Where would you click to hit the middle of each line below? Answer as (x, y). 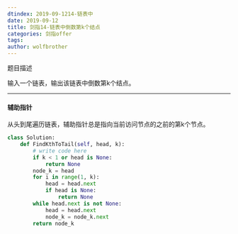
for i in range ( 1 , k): (66, 177)
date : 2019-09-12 (33, 21)
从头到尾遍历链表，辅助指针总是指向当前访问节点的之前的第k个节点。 (108, 124)
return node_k (53, 223)
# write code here (60, 151)
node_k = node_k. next (77, 217)
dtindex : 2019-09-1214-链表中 (50, 14)
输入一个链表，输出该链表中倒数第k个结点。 (71, 83)
